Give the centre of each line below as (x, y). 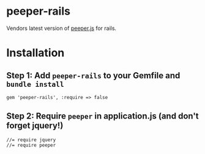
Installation (35, 53)
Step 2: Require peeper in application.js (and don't (102, 116)
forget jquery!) (35, 126)
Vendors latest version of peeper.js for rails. (61, 28)
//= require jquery (31, 140)
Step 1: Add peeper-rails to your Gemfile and (93, 75)
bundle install (35, 84)
